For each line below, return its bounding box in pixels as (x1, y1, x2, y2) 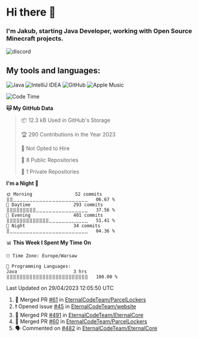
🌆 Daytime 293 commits (6, 202, 103, 208)
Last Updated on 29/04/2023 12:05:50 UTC (6, 285, 114, 292)
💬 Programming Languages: (6, 264, 71, 270)
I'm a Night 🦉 (6, 180, 39, 187)
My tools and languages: (6, 65, 101, 76)
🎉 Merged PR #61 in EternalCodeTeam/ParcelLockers (14, 296, 146, 303)
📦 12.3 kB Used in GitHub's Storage (20, 117, 111, 124)
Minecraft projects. (6, 34, 64, 43)
